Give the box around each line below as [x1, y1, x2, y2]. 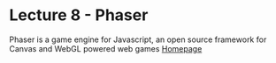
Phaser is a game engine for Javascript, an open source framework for [9, 34, 267, 45]
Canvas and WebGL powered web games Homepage [9, 43, 203, 53]
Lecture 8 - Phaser [9, 5, 149, 25]
